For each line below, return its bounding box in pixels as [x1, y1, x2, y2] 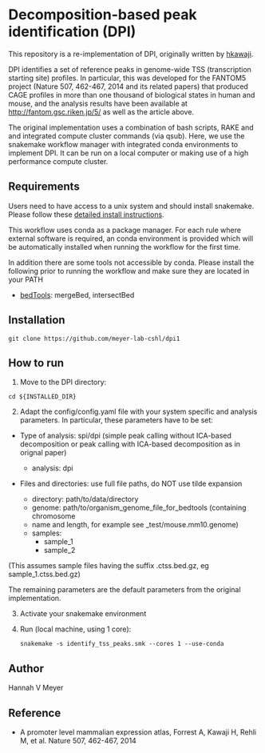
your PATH [8, 274, 44, 284]
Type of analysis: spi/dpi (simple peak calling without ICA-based [19, 431, 231, 441]
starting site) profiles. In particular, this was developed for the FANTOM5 [8, 73, 247, 82]
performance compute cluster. [8, 156, 109, 166]
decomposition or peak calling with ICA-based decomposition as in [19, 439, 241, 449]
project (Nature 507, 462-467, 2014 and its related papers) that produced [8, 82, 249, 91]
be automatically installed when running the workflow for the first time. [8, 242, 241, 251]
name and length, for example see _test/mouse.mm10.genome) [31, 520, 239, 530]
